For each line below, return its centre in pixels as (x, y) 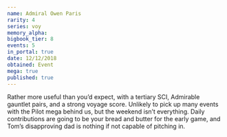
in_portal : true (30, 52)
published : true (30, 77)
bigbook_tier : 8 (30, 39)
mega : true (23, 71)
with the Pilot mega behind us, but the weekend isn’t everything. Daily (106, 112)
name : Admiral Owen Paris (44, 13)
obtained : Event (30, 65)
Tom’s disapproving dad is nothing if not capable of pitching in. (96, 126)
